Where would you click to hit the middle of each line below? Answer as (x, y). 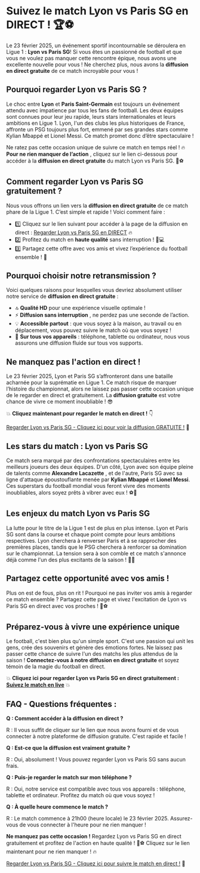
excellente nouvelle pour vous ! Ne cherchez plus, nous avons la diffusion (97, 64)
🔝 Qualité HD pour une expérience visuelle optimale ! (80, 308)
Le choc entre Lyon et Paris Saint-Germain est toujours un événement (93, 104)
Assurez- (181, 819)
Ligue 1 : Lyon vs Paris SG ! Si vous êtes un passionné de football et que (94, 51)
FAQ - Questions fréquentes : (61, 704)
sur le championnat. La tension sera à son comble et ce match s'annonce (96, 553)
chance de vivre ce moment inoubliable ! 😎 (60, 402)
